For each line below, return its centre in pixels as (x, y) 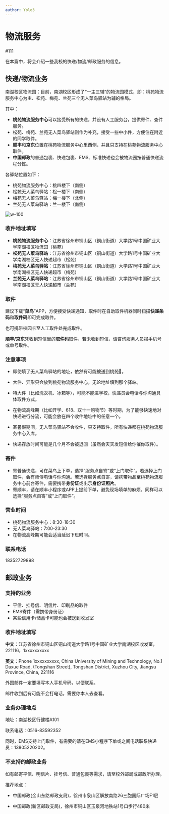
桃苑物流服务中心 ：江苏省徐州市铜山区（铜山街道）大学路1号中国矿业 (84, 240)
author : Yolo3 (20, 10)
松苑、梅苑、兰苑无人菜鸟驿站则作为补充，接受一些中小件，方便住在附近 (88, 132)
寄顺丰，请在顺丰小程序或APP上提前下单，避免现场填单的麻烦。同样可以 (88, 489)
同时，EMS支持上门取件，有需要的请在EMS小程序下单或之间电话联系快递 (81, 741)
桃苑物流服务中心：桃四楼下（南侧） (50, 186)
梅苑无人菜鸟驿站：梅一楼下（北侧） (50, 198)
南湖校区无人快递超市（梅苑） (48, 272)
